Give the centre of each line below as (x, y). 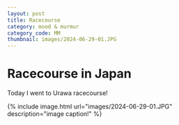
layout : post (26, 14)
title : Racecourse (34, 20)
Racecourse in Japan (70, 74)
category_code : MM (34, 33)
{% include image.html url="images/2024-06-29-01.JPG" (90, 107)
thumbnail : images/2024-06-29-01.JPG (62, 40)
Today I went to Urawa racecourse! (57, 93)
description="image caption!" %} (55, 114)
